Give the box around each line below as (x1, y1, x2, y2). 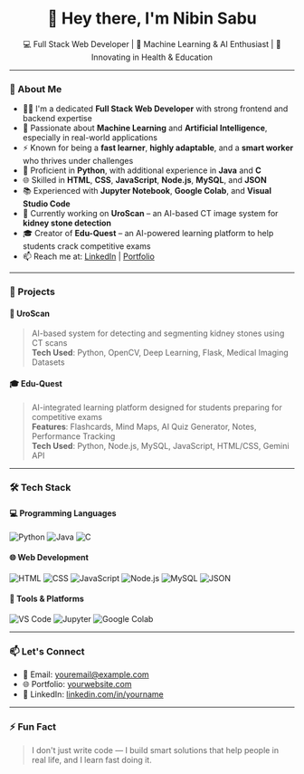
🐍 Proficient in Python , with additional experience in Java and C (22, 165, 262, 176)
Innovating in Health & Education (90, 52, 214, 62)
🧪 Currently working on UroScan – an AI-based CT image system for (22, 208, 279, 219)
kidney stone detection (22, 217, 111, 229)
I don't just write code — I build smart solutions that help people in (31, 744, 280, 755)
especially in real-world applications (22, 132, 158, 143)
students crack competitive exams (22, 241, 151, 252)
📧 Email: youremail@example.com (22, 669, 149, 680)
